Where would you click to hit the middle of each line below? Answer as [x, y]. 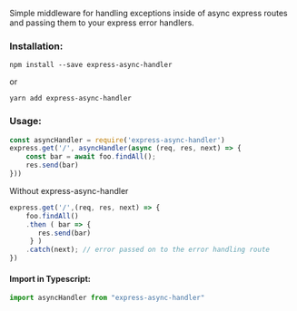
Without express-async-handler [69, 190]
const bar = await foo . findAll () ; [91, 157]
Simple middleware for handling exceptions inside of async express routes [148, 13]
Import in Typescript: [50, 278]
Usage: [26, 121]
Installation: [36, 46]
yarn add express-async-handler [70, 99]
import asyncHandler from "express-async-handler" [107, 298]
